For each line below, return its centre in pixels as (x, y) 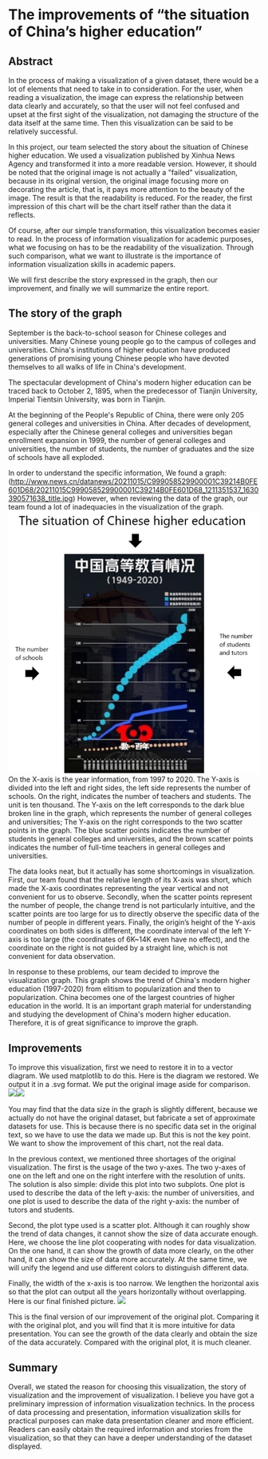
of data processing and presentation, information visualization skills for (125, 1413)
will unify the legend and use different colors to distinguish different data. (128, 1268)
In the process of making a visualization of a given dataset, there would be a (134, 80)
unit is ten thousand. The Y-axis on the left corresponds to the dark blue (126, 805)
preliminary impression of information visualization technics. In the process (132, 1404)
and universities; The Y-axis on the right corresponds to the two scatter (126, 822)
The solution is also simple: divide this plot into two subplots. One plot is (127, 1185)
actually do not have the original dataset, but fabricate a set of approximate (132, 1118)
